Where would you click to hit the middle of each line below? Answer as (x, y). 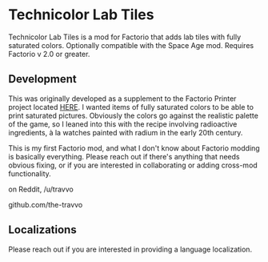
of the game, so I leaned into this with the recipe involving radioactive (123, 124)
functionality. (30, 173)
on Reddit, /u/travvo (41, 189)
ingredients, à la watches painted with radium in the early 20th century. (126, 132)
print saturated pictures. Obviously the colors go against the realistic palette (133, 115)
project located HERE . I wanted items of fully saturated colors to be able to (131, 107)
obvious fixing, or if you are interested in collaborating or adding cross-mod (133, 165)
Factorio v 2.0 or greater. (49, 54)
